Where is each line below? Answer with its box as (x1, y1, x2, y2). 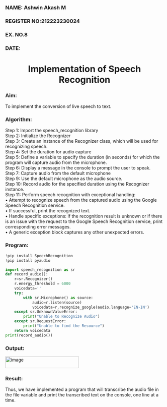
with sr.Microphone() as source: (23, 295, 94, 300)
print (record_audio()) (5, 332, 53, 338)
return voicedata (14, 328, 51, 333)
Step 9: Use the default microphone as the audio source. (5, 176, 123, 182)
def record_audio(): (5, 272, 49, 277)
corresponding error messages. (5, 224, 71, 230)
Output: (5, 344, 25, 352)
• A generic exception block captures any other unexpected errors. (5, 229, 144, 236)
